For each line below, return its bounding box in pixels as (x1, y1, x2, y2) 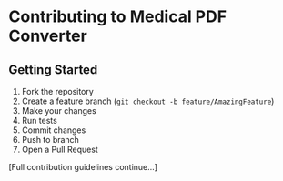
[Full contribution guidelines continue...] (8, 162, 158, 172)
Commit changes (21, 125, 86, 136)
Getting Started (8, 62, 98, 77)
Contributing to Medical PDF (8, 6, 227, 27)
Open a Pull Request (21, 144, 99, 155)
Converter (8, 25, 87, 46)
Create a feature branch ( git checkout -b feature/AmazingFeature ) (21, 96, 275, 106)
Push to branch (21, 135, 79, 145)
